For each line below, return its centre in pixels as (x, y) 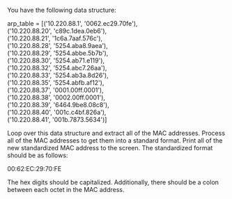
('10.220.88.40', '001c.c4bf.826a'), (57, 112)
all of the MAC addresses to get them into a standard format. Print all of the (115, 141)
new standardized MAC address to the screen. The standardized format (110, 148)
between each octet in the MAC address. (66, 190)
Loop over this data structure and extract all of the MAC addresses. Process (116, 133)
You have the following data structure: (62, 10)
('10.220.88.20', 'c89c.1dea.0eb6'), (57, 31)
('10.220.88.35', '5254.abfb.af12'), (56, 82)
